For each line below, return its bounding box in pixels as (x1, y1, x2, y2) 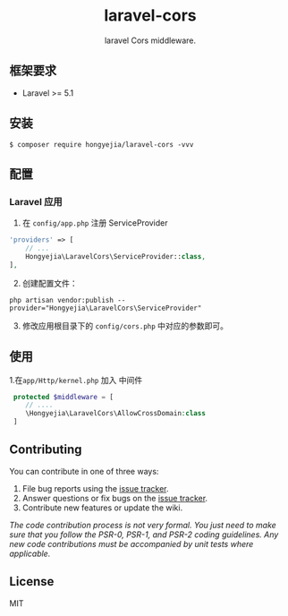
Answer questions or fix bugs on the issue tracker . (21, 492, 208, 503)
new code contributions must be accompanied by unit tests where (9, 538, 254, 549)
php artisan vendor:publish (9, 295, 114, 304)
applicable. (9, 548, 51, 559)
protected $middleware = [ (13, 392, 114, 401)
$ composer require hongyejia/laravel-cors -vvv (9, 140, 194, 149)
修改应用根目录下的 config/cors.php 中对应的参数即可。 (21, 320, 229, 331)
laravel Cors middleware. (104, 35, 197, 46)
